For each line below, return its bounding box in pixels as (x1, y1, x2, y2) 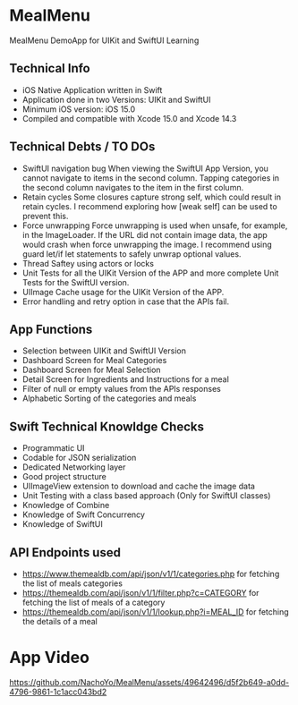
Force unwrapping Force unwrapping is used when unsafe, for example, (21, 220, 288, 231)
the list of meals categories (21, 578, 123, 589)
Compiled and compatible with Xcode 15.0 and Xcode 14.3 (21, 113, 237, 123)
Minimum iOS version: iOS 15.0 (21, 104, 136, 115)
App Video (9, 648, 89, 667)
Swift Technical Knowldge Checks (9, 419, 204, 434)
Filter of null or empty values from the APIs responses (21, 384, 221, 395)
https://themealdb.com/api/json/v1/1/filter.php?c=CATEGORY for (21, 588, 260, 598)
